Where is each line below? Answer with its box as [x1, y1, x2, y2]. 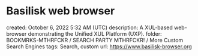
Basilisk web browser [6, 4, 115, 18]
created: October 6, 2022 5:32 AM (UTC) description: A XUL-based [6, 24, 173, 31]
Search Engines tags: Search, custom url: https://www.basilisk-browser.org [6, 43, 192, 50]
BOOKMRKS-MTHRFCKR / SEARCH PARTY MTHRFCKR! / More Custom [6, 36, 184, 43]
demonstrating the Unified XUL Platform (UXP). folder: [28, 30, 162, 37]
